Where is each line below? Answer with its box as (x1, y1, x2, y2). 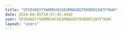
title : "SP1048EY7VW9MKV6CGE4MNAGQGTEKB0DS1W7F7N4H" (5, 7, 118, 12)
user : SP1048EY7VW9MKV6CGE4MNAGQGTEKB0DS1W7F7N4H (5, 16, 111, 21)
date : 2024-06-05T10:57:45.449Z (5, 12, 73, 17)
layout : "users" (5, 21, 39, 26)
